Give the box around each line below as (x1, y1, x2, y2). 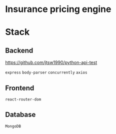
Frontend (5, 83, 34, 92)
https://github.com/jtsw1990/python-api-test (5, 59, 97, 65)
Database (5, 110, 36, 119)
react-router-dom (5, 97, 41, 102)
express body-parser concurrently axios (5, 70, 87, 75)
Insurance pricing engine (5, 3, 111, 15)
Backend (5, 46, 33, 54)
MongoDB (5, 123, 21, 128)
